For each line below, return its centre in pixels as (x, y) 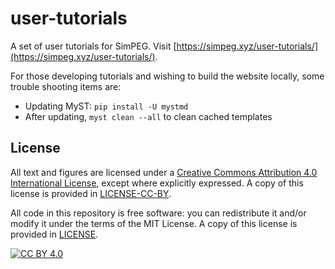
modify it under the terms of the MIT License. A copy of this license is (154, 223)
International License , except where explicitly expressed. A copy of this (157, 183)
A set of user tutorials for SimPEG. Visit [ (93, 46)
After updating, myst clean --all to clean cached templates (148, 116)
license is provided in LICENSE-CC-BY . (91, 193)
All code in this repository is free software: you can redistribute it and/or (158, 213)
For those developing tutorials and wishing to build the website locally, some (167, 76)
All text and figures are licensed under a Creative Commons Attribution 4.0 (164, 172)
